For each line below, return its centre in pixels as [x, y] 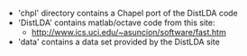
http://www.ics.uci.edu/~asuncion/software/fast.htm [129, 32]
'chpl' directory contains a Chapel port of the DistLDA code [128, 13]
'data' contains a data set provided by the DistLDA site [119, 42]
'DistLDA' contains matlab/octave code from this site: [116, 23]
